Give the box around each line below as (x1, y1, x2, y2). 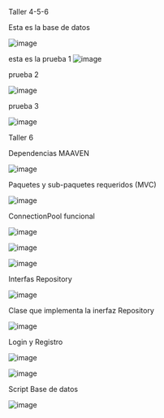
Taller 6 (8, 133, 34, 142)
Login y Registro (8, 337, 63, 347)
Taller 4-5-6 (8, 7, 49, 16)
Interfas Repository (8, 274, 73, 283)
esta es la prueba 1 (8, 54, 71, 63)
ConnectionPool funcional (8, 211, 95, 221)
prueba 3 (8, 101, 39, 110)
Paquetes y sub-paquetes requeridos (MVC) (8, 180, 157, 189)
